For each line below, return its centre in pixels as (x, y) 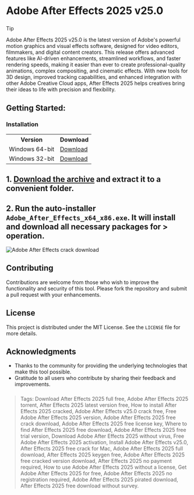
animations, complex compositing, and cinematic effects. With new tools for (97, 71)
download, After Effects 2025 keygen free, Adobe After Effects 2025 (103, 455)
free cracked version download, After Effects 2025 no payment (96, 461)
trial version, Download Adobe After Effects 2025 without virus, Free (102, 436)
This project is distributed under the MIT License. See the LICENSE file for (93, 327)
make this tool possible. (43, 372)
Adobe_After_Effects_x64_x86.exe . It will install (91, 217)
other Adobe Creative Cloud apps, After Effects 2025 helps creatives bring (96, 84)
